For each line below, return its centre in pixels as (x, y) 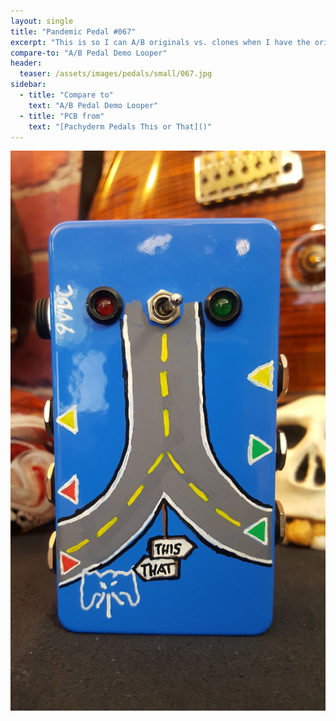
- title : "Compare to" (66, 95)
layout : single (42, 21)
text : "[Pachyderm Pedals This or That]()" (120, 126)
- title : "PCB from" (62, 116)
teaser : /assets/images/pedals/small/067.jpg (116, 74)
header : (26, 63)
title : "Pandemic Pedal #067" (73, 31)
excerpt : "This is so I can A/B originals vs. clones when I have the (160, 42)
